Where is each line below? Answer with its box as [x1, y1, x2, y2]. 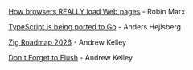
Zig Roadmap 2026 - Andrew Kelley [8, 37, 127, 47]
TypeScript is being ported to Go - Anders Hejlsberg [8, 22, 182, 31]
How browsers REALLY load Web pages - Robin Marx [8, 7, 186, 16]
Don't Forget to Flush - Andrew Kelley [8, 53, 133, 62]
